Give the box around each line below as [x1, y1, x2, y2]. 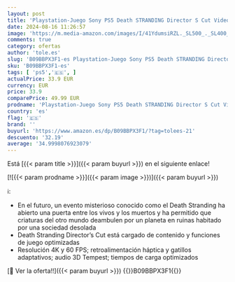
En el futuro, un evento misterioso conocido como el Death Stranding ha [17, 201, 226, 210]
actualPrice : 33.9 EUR [7, 75, 73, 83]
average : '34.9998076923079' [7, 141, 92, 148]
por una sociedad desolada [17, 223, 97, 232]
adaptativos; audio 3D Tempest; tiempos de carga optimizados [17, 253, 199, 262]
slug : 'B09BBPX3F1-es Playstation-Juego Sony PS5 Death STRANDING [7, 56, 205, 63]
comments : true [7, 36, 52, 43]
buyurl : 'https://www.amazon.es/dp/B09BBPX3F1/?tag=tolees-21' [7, 127, 196, 134]
